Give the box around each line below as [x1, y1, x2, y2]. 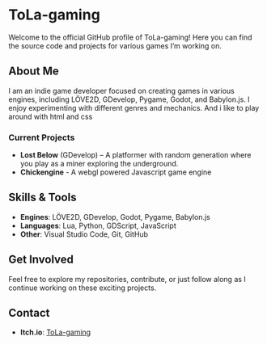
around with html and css [8, 111, 93, 121]
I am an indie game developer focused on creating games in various [8, 86, 235, 95]
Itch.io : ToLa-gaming [19, 327, 91, 337]
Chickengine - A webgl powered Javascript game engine [19, 167, 212, 177]
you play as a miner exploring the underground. [19, 159, 179, 169]
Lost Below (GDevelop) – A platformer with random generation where [19, 150, 252, 160]
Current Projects [8, 132, 75, 143]
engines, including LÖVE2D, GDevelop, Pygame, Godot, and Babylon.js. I [8, 95, 250, 104]
